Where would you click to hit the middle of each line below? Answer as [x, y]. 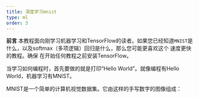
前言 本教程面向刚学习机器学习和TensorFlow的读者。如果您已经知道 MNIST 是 [99, 41]
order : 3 [17, 23]
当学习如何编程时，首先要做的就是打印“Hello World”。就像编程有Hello [93, 69]
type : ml [17, 17]
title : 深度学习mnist [32, 12]
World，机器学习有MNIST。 [41, 76]
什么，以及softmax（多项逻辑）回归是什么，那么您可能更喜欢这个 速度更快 [99, 48]
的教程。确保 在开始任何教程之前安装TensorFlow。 [69, 56]
